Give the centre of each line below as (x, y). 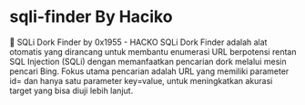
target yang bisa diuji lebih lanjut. (71, 90)
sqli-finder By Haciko (91, 17)
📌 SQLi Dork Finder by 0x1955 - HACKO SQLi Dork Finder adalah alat (138, 42)
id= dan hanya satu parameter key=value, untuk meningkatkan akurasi (141, 80)
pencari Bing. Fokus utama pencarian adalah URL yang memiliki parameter (149, 71)
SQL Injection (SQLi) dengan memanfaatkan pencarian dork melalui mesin (148, 61)
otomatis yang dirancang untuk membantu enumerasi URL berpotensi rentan (153, 51)
